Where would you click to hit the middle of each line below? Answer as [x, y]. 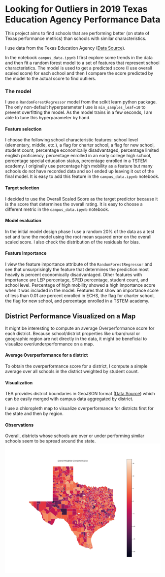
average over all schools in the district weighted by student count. [72, 372]
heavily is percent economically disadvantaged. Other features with [74, 275]
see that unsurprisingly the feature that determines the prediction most [77, 270]
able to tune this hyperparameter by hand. [48, 118]
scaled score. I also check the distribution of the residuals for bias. [73, 242]
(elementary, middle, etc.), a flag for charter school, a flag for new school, [80, 145]
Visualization [19, 382]
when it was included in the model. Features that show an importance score [82, 290]
